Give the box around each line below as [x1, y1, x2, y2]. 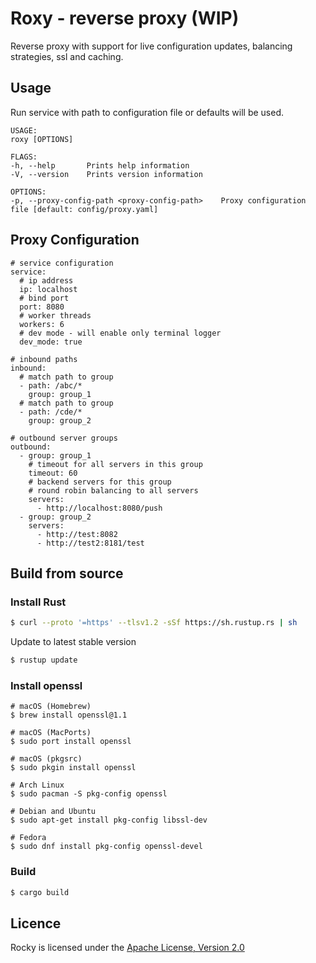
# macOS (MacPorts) [10, 728, 92, 738]
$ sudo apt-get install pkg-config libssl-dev [10, 815, 208, 826]
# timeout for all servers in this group [28, 459, 203, 469]
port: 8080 [19, 302, 65, 312]
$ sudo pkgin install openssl [10, 763, 137, 773]
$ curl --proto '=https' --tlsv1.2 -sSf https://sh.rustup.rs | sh [10, 618, 298, 628]
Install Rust [10, 595, 67, 609]
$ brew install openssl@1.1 [10, 710, 128, 721]
